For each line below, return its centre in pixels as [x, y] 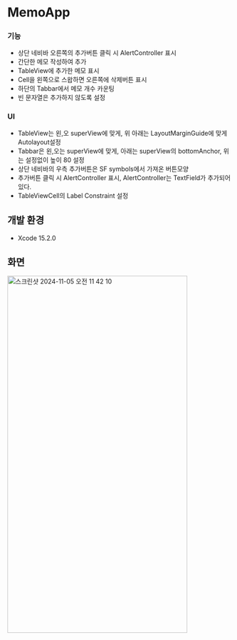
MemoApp [39, 12]
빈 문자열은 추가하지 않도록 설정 [61, 98]
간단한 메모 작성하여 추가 [52, 62]
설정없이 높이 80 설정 [55, 160]
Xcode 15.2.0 [37, 238]
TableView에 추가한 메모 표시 [58, 71]
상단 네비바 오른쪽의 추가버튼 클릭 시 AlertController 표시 [97, 53]
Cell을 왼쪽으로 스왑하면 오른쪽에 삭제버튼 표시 [82, 80]
